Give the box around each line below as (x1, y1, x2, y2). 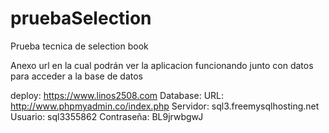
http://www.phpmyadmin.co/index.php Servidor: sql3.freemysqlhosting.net (10, 100, 320, 112)
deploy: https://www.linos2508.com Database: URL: (10, 89, 225, 101)
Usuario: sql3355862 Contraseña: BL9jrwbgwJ (10, 110, 204, 122)
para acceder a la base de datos (10, 70, 143, 82)
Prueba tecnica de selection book (10, 40, 149, 52)
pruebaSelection (10, 7, 152, 30)
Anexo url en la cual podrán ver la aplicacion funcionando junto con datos (10, 59, 314, 71)
